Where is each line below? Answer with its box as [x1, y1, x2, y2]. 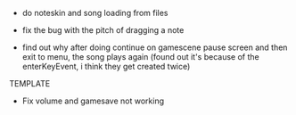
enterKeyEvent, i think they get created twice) [21, 62, 191, 71]
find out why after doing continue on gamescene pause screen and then [21, 42, 288, 53]
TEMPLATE [9, 78, 51, 88]
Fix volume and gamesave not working [21, 95, 165, 106]
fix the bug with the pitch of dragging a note [21, 25, 185, 35]
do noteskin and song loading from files [21, 8, 169, 18]
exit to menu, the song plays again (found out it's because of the [21, 52, 260, 62]
